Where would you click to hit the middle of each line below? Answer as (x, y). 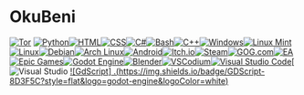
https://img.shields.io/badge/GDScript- (192, 71)
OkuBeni (42, 17)
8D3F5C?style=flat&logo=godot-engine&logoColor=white (118, 80)
